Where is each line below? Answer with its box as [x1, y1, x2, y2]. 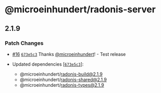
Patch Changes [5, 40, 44, 47]
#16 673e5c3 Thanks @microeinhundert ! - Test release [12, 51, 126, 57]
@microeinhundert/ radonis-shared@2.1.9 [19, 76, 107, 83]
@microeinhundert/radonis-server [5, 4, 156, 15]
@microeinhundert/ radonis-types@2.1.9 [19, 82, 104, 88]
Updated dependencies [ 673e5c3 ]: [12, 61, 84, 67]
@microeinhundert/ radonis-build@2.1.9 [19, 71, 103, 77]
